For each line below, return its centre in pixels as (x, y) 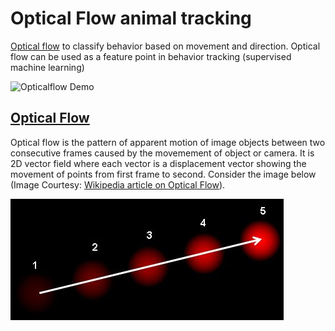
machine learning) (47, 67)
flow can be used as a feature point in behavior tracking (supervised (151, 56)
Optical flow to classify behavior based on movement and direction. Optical (165, 46)
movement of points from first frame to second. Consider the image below (163, 174)
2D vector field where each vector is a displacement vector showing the (158, 163)
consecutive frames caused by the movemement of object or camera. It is (162, 153)
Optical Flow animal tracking (131, 18)
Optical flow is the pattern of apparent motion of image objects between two (168, 142)
